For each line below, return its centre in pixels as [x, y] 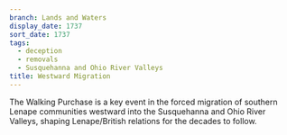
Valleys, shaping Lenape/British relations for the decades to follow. [133, 121]
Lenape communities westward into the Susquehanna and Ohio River [138, 111]
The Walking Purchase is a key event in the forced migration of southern [143, 102]
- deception [40, 51]
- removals [38, 59]
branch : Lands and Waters [58, 18]
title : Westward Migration [60, 76]
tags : [19, 43]
